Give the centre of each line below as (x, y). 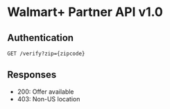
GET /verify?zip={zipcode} (46, 53)
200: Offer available (45, 92)
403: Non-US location (49, 99)
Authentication (41, 38)
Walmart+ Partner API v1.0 (85, 12)
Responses (32, 75)
